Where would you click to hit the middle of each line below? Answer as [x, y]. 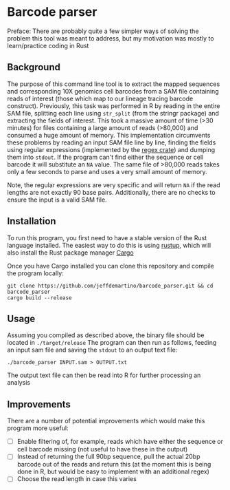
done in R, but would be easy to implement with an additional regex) [113, 471]
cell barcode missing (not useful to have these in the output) [102, 449]
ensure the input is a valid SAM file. [57, 200]
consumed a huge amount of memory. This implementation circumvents [109, 135]
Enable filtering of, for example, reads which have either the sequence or [120, 442]
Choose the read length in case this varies [77, 479]
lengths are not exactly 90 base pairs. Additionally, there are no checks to [111, 192]
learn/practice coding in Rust [48, 45]
